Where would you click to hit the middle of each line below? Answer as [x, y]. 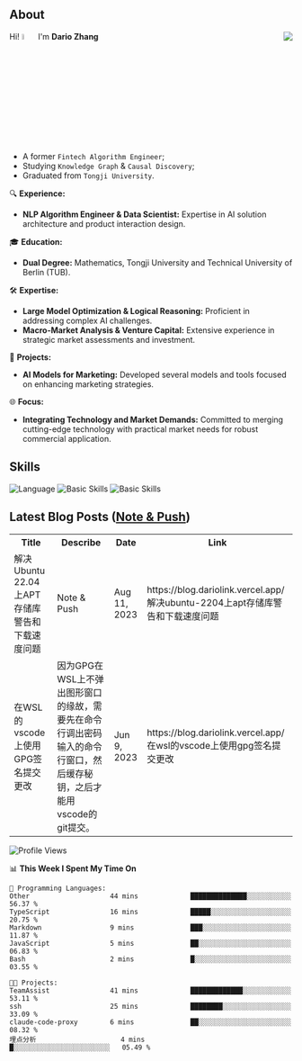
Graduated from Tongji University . [88, 175]
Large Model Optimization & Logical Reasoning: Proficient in [136, 311]
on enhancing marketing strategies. [88, 384]
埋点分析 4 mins [77, 1039]
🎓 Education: [36, 242]
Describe [81, 542]
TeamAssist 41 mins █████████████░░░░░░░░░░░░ [151, 990]
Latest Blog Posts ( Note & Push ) [100, 517]
